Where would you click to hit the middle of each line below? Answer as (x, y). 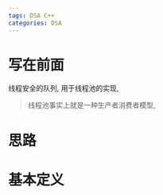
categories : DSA (35, 23)
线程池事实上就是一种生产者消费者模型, (91, 105)
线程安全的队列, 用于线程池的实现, (64, 88)
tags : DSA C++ (32, 16)
